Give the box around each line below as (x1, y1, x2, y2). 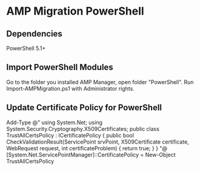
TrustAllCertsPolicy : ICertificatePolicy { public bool (6, 131, 135, 139)
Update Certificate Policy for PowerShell (6, 102, 162, 113)
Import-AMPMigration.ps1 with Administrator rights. (6, 85, 135, 92)
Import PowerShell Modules (6, 62, 113, 72)
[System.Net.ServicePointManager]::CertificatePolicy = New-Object (6, 151, 176, 158)
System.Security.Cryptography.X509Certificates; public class (6, 125, 159, 132)
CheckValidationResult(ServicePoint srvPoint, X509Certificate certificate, (6, 138, 189, 145)
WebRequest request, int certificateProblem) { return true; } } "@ (6, 144, 168, 152)
